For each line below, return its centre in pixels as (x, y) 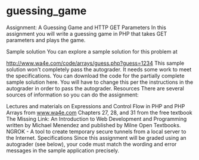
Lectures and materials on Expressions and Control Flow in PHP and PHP (96, 106)
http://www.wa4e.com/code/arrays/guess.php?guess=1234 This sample (95, 63)
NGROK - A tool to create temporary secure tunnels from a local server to (96, 131)
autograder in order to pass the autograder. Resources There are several (95, 88)
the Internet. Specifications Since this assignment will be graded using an (96, 137)
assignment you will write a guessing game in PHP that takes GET (87, 33)
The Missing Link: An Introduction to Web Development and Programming (97, 119)
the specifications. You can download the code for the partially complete (95, 76)
